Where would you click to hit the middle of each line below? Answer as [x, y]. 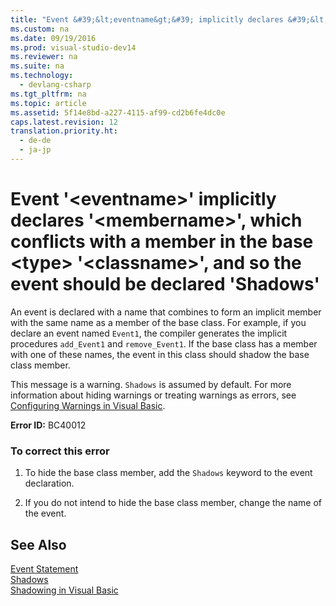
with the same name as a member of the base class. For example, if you [158, 322]
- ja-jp [35, 150]
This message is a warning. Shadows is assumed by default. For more [151, 384]
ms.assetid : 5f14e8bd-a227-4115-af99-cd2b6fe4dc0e [118, 112]
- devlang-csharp [55, 85]
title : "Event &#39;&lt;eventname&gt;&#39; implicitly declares [147, 19]
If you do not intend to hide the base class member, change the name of [173, 503]
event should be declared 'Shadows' [165, 284]
